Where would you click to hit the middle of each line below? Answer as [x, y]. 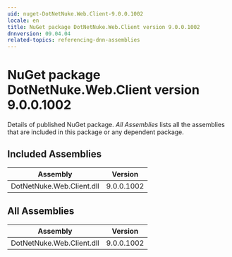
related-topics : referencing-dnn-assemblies [74, 40]
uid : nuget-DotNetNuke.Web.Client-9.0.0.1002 [75, 14]
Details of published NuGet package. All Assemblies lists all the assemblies [116, 125]
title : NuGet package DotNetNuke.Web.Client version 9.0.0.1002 [104, 27]
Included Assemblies [55, 154]
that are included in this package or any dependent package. [96, 132]
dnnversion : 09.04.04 [39, 34]
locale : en [23, 20]
